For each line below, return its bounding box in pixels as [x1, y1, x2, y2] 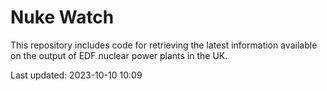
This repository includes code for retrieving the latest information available [10, 39, 318, 51]
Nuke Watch [10, 6, 115, 29]
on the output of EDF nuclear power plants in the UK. [10, 49, 228, 61]
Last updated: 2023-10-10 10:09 [10, 69, 143, 81]
